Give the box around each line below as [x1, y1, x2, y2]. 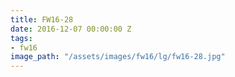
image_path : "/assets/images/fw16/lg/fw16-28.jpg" [10, 52, 226, 62]
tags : [10, 33, 33, 43]
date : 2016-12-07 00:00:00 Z [10, 24, 132, 34]
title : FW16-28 [10, 14, 74, 25]
